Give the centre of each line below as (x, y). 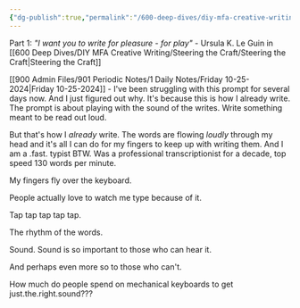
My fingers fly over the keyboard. (71, 180)
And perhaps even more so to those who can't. (96, 266)
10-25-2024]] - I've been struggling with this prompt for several (173, 88)
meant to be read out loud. (58, 117)
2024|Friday (32, 88)
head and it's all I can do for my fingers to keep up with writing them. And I (146, 144)
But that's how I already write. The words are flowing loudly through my (141, 134)
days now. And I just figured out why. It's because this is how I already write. (150, 98)
